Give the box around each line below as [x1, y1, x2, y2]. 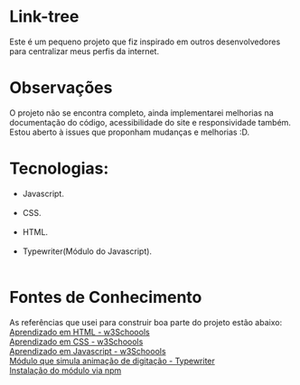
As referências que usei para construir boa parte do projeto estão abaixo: [9, 316, 283, 327]
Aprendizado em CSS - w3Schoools [9, 336, 144, 347]
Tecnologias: [9, 158, 109, 179]
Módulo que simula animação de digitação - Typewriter [9, 355, 215, 366]
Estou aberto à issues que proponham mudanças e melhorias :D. [9, 127, 250, 137]
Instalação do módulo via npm [9, 364, 122, 376]
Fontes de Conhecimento [9, 287, 202, 307]
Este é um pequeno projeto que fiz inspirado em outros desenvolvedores [9, 36, 281, 47]
